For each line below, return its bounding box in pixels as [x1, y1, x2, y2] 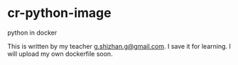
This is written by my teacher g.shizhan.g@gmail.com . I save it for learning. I [7, 42, 231, 50]
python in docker [7, 28, 58, 37]
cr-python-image [7, 5, 112, 21]
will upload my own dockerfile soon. [7, 49, 113, 58]
